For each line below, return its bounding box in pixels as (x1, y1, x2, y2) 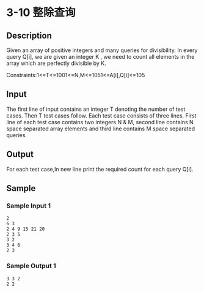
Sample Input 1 (6, 201, 51, 210)
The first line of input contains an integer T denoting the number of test (6, 105, 186, 113)
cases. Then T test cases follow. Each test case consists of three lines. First (6, 111, 197, 119)
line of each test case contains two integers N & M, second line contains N (6, 118, 194, 125)
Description (6, 30, 52, 40)
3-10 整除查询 (6, 6, 76, 20)
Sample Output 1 (6, 261, 56, 270)
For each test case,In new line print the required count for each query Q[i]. (6, 165, 194, 173)
